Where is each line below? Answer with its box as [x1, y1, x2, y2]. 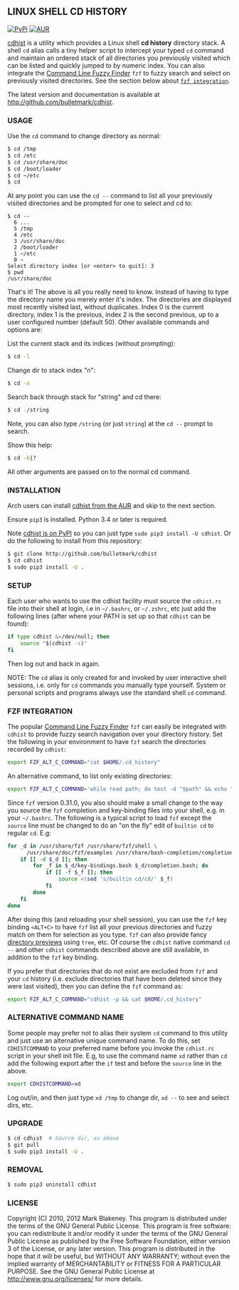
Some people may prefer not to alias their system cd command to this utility [7, 1028, 228, 1037]
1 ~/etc [14, 250, 37, 257]
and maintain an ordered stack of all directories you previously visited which [7, 53, 231, 62]
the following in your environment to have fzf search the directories [7, 738, 206, 745]
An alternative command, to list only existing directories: [7, 771, 172, 780]
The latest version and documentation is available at [7, 90, 160, 98]
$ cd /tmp [7, 145, 37, 153]
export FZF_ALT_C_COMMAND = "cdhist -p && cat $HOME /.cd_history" [7, 996, 202, 1003]
